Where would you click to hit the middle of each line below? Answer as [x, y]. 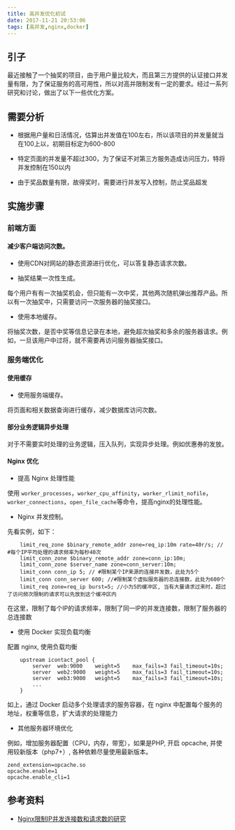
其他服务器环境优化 [45, 728]
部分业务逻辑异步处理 [38, 427]
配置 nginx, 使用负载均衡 [43, 647]
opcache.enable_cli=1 [39, 777]
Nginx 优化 [23, 461]
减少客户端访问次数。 [38, 246]
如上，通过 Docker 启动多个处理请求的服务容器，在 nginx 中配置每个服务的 [115, 705]
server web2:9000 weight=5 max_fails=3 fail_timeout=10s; [128, 672]
